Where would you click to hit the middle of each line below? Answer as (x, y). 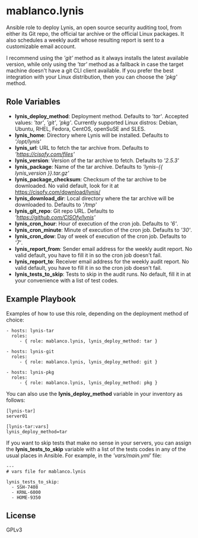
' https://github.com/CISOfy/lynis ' (55, 217)
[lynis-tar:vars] (28, 426)
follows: (16, 400)
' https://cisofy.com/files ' (45, 154)
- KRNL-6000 (26, 492)
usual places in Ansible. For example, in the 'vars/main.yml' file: (84, 455)
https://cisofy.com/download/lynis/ (58, 192)
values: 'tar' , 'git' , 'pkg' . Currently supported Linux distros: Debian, (96, 122)
